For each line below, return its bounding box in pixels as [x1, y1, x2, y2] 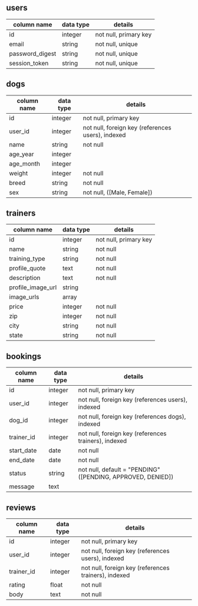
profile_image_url [9, 283, 57, 292]
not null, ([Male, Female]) [82, 188, 153, 196]
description [9, 274, 41, 282]
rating [9, 581, 25, 589]
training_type [9, 254, 45, 263]
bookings [6, 351, 41, 361]
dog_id [9, 416, 28, 425]
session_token [9, 59, 49, 67]
